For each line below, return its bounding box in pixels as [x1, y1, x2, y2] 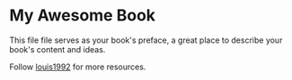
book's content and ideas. [9, 44, 106, 54]
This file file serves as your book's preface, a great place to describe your [9, 35, 283, 45]
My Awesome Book [9, 5, 155, 26]
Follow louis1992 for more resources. [9, 61, 146, 72]
